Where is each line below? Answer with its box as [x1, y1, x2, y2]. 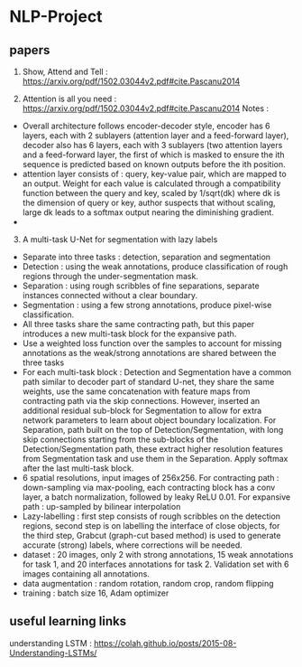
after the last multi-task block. [22, 463, 134, 474]
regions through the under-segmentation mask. [22, 271, 198, 281]
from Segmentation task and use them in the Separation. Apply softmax [22, 454, 288, 464]
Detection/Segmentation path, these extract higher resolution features [22, 444, 284, 454]
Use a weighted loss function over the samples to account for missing [22, 338, 282, 349]
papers [9, 42, 50, 58]
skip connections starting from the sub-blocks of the [22, 434, 219, 445]
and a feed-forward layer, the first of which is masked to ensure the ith [22, 149, 285, 160]
